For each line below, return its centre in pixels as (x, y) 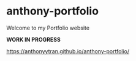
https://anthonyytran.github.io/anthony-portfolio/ (68, 51)
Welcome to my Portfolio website (48, 28)
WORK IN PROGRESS (34, 39)
